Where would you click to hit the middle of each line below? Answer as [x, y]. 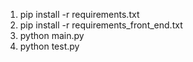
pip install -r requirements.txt [79, 14]
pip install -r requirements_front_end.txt [101, 25]
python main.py [52, 35]
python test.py [49, 46]
